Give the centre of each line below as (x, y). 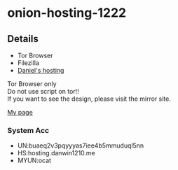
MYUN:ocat (34, 161)
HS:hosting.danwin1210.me (56, 153)
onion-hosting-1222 (67, 13)
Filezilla (28, 63)
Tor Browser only (32, 84)
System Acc (28, 130)
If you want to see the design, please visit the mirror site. (89, 99)
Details (23, 39)
